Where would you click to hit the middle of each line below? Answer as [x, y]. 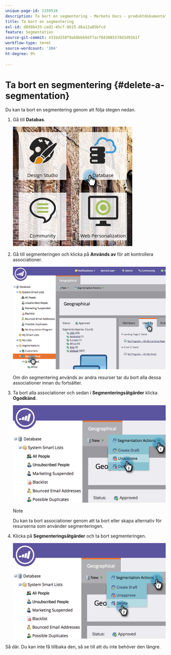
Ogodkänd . [25, 398]
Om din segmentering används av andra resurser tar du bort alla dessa [87, 377]
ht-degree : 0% [20, 53]
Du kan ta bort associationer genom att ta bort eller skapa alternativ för [87, 521]
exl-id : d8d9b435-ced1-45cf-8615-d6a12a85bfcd [55, 27]
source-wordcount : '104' [32, 48]
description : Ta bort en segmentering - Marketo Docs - [66, 16]
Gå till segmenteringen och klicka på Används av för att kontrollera [83, 254]
